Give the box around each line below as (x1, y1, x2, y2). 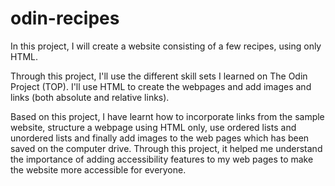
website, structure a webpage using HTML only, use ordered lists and (10, 121, 297, 133)
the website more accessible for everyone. (10, 163, 187, 176)
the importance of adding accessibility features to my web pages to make (10, 153, 314, 165)
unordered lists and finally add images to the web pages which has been (10, 132, 310, 144)
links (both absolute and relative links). (10, 91, 170, 103)
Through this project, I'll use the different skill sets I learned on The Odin (10, 70, 308, 82)
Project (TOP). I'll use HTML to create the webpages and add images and (10, 80, 312, 92)
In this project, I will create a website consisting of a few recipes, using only (10, 40, 322, 52)
